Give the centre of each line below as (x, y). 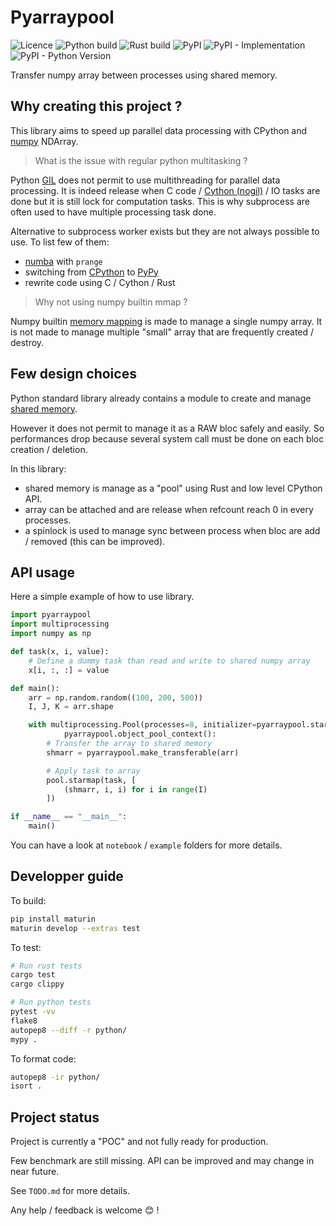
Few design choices (73, 374)
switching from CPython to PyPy (91, 272)
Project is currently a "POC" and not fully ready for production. (139, 1142)
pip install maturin (53, 919)
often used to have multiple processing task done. (113, 212)
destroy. (27, 342)
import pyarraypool (51, 615)
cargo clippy (37, 984)
